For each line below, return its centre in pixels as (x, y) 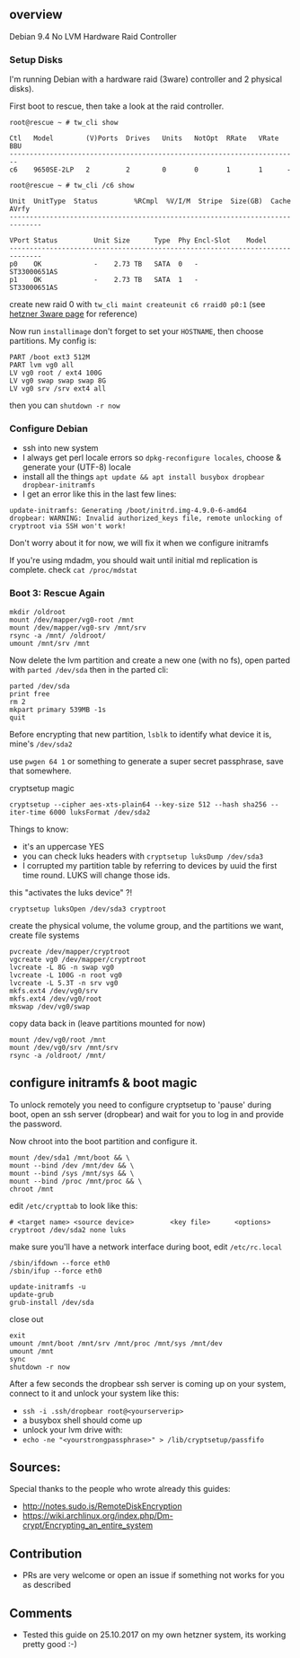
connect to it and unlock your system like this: (94, 1393)
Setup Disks (36, 59)
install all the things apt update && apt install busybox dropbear (143, 477)
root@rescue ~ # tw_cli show (64, 123)
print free (30, 694)
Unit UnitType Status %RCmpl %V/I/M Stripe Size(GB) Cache (150, 201)
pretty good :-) (50, 1644)
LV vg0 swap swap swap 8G (57, 381)
